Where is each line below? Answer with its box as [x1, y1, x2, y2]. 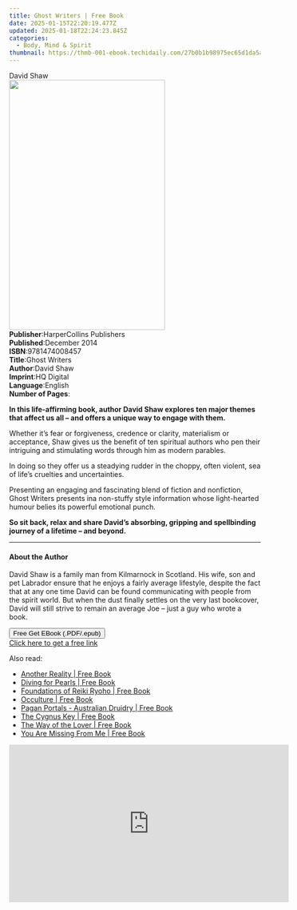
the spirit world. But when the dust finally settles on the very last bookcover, [9, 595, 259, 605]
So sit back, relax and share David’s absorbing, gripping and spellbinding [9, 518, 256, 527]
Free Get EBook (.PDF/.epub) [13, 629, 101, 638]
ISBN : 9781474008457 [9, 347, 82, 356]
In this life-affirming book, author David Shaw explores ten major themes [9, 405, 256, 414]
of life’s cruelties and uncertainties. [9, 470, 125, 479]
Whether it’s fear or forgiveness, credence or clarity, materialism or [9, 429, 230, 438]
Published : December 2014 [9, 338, 98, 347]
